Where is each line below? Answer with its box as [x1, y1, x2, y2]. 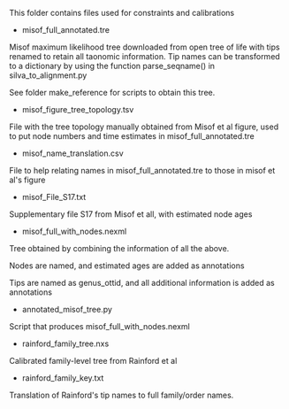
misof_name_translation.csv [21, 148, 124, 158]
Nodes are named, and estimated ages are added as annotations [9, 260, 245, 271]
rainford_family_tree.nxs [21, 338, 110, 349]
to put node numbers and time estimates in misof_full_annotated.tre [9, 131, 255, 141]
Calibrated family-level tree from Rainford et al [9, 356, 178, 366]
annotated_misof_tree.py [21, 305, 113, 314]
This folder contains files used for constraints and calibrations [9, 8, 235, 18]
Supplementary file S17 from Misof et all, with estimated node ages [9, 209, 253, 220]
